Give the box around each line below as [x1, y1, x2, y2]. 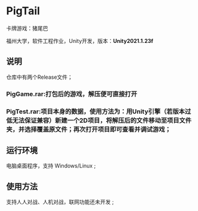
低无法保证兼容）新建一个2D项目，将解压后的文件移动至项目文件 [6, 116, 192, 125]
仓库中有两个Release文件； [6, 73, 73, 80]
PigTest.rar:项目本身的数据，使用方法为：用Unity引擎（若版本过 [6, 107, 191, 116]
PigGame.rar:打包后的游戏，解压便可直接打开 [6, 89, 137, 98]
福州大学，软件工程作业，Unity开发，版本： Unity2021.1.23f [6, 37, 154, 44]
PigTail [6, 4, 41, 18]
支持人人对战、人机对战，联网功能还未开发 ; [6, 198, 115, 206]
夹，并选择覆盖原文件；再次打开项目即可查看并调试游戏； [6, 125, 171, 134]
